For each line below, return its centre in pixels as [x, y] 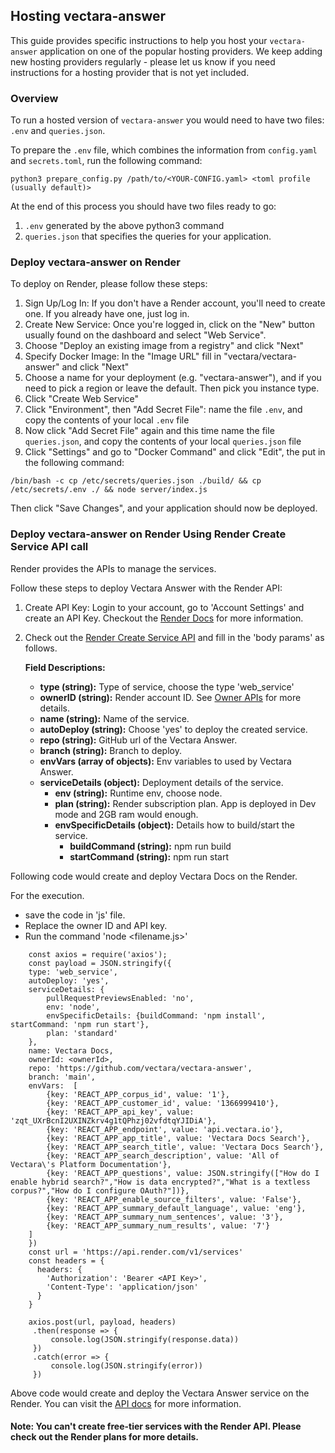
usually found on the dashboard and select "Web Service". [145, 335]
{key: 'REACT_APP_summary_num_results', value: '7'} [158, 1225]
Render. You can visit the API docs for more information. [126, 1403]
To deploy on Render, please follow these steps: [109, 284]
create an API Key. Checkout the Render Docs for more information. [164, 618]
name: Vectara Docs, [71, 1050]
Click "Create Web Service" [82, 399]
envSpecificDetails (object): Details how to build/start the [174, 825]
